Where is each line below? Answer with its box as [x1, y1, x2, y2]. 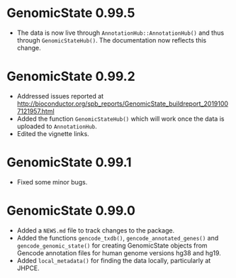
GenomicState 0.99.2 [6, 69, 135, 84]
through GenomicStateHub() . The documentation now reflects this [16, 35, 207, 44]
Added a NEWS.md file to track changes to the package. [16, 226, 175, 235]
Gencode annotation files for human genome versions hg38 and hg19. [16, 248, 221, 257]
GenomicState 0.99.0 [6, 203, 136, 218]
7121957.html [16, 106, 55, 115]
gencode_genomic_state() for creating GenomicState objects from [16, 241, 208, 250]
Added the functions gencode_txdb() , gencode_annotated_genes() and [16, 233, 219, 242]
